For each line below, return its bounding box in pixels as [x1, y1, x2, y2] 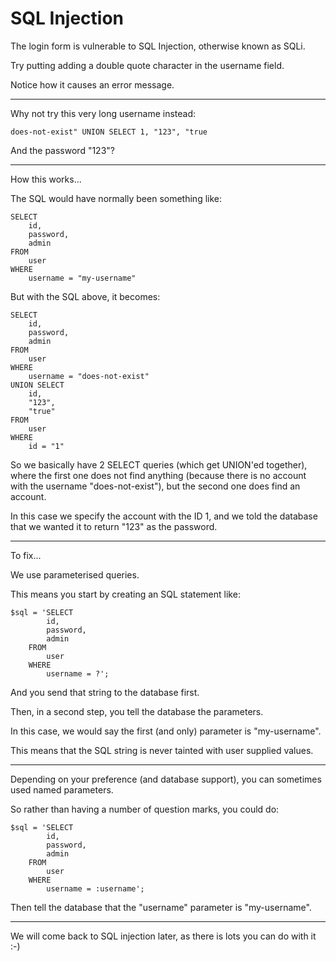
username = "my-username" [28, 273, 137, 283]
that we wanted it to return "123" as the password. [10, 520, 218, 532]
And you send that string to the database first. [10, 686, 200, 698]
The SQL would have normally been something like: [10, 192, 223, 204]
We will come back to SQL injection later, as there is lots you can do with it [10, 930, 317, 942]
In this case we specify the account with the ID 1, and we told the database [10, 510, 318, 522]
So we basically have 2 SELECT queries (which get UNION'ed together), [10, 458, 308, 471]
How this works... [10, 173, 82, 185]
